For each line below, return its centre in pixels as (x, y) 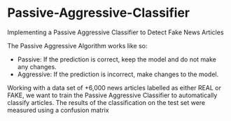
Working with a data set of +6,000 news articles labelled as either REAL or (114, 87)
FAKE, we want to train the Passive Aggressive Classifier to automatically (112, 95)
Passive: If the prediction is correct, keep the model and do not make (117, 59)
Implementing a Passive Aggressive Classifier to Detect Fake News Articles (115, 32)
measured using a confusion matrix (58, 110)
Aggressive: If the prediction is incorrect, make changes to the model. (118, 74)
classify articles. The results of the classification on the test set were (106, 102)
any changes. (37, 66)
